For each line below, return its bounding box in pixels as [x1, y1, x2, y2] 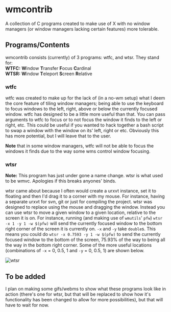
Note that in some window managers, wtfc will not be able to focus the [5, 143, 154, 149]
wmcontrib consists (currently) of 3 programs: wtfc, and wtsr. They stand [5, 54, 159, 60]
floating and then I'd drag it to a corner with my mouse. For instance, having [5, 193, 165, 200]
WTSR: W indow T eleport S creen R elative [5, 70, 93, 77]
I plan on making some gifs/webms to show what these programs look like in [5, 286, 166, 292]
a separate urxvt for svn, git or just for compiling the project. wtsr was [5, 199, 152, 205]
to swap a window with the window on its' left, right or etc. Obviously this [5, 128, 159, 134]
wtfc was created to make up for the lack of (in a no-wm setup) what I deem [5, 95, 165, 101]
